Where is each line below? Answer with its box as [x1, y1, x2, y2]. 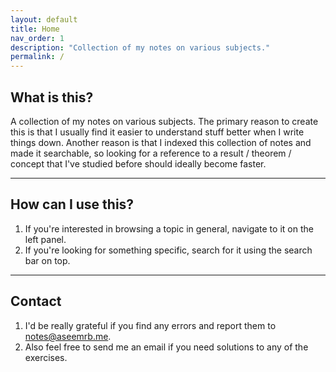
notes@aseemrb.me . [24, 330, 112, 342]
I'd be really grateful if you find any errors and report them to [24, 319, 277, 331]
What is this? [10, 89, 94, 106]
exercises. [24, 351, 68, 363]
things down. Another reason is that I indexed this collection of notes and [10, 136, 312, 148]
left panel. [24, 233, 67, 245]
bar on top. [24, 254, 71, 266]
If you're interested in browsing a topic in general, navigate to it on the [24, 222, 314, 235]
